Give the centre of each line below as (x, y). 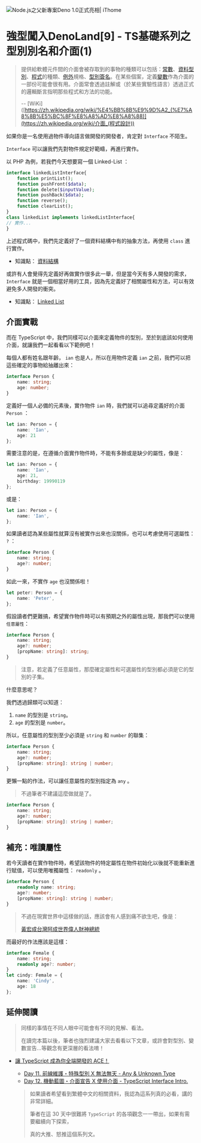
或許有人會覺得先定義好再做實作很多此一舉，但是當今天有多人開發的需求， (98, 274)
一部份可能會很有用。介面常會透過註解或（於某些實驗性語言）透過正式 (107, 84)
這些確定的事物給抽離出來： (40, 365)
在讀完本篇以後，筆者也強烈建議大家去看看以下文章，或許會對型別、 (105, 1040)
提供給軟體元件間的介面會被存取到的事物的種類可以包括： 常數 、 (99, 69)
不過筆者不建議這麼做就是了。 (57, 794)
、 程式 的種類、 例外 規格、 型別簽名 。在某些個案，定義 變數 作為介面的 (110, 76)
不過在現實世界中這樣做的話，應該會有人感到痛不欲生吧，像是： (99, 916)
